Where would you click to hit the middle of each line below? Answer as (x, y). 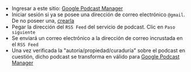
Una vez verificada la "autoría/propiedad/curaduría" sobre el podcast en (98, 51)
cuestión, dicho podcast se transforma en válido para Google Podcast (95, 57)
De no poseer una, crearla (43, 21)
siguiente (24, 33)
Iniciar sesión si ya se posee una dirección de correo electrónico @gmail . (98, 15)
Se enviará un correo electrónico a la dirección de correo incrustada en (97, 38)
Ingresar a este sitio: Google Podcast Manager (67, 8)
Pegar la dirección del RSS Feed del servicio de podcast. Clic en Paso (93, 27)
